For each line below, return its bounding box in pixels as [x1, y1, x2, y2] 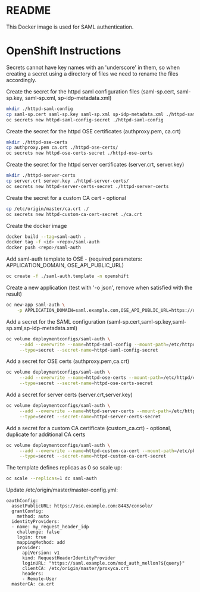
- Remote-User [21, 576, 58, 582]
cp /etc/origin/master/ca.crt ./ [6, 206, 89, 212]
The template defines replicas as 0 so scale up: [6, 464, 123, 471]
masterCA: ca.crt [11, 581, 55, 587]
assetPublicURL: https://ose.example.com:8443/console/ [11, 503, 153, 509]
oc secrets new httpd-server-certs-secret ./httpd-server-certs [6, 183, 169, 189]
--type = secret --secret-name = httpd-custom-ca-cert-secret [19, 453, 167, 459]
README [6, 4, 51, 17]
